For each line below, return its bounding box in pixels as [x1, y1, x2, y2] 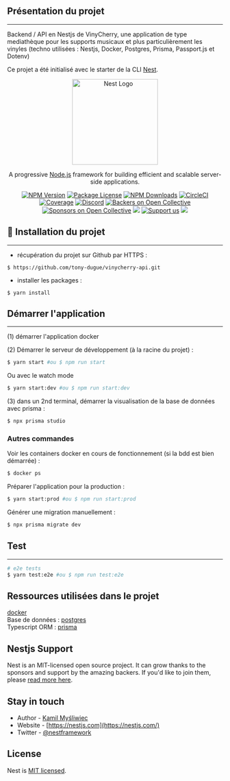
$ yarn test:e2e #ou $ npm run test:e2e [7, 571, 125, 578]
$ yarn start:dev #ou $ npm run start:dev [7, 385, 130, 392]
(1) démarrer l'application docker [7, 333, 99, 341]
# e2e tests [7, 565, 41, 572]
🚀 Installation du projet [7, 226, 105, 238]
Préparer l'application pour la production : [7, 483, 125, 491]
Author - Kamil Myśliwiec [16, 713, 88, 722]
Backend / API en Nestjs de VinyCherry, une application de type [7, 30, 188, 38]
